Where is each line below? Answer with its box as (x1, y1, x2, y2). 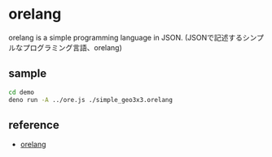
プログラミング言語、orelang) (22, 42, 122, 53)
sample (8, 66, 47, 81)
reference (8, 118, 59, 132)
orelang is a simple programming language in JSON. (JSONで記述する (8, 32, 243, 42)
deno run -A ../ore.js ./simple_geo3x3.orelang (8, 95, 173, 104)
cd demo (8, 88, 35, 96)
